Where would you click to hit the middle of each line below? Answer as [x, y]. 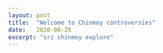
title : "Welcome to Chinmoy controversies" [82, 23]
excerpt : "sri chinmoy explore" [61, 37]
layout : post [29, 15]
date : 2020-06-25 [40, 30]
